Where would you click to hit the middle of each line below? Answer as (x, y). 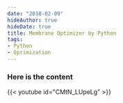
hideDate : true (29, 26)
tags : (15, 40)
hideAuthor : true (32, 20)
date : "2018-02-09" (35, 14)
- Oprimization (29, 53)
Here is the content (40, 77)
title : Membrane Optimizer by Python (62, 33)
